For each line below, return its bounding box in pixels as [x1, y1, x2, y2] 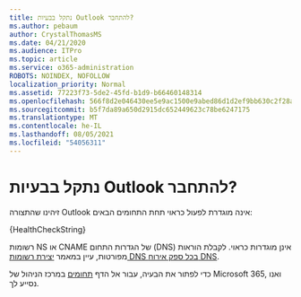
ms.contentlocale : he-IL [9, 122, 102, 131]
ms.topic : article [9, 55, 78, 64]
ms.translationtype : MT [9, 113, 99, 122]
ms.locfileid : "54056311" [9, 138, 106, 147]
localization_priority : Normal [9, 80, 126, 89]
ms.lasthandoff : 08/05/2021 [9, 130, 115, 139]
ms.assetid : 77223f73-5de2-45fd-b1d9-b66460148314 [9, 88, 202, 97]
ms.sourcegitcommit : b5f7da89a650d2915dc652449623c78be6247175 [9, 105, 251, 114]
